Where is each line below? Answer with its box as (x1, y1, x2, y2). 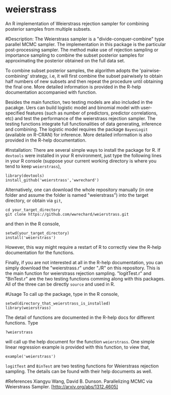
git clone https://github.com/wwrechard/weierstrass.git (5, 212, 129, 217)
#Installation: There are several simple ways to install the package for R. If (5, 147, 161, 153)
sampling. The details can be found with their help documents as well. (5, 368, 153, 374)
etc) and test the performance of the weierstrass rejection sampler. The (5, 115, 156, 121)
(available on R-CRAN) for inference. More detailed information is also (5, 131, 152, 137)
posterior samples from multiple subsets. (5, 26, 91, 32)
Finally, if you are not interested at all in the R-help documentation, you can (5, 259, 163, 265)
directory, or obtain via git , (5, 197, 62, 203)
